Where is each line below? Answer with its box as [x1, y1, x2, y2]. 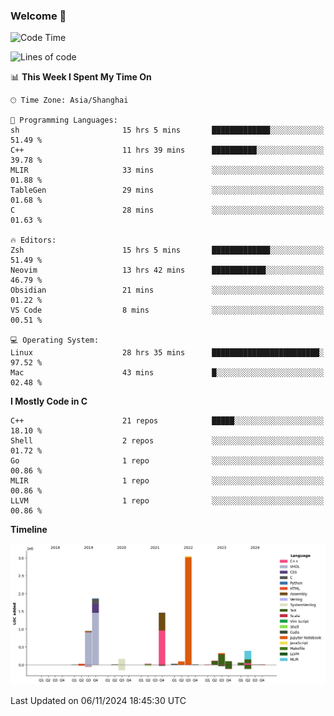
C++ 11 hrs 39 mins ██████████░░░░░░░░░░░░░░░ [10, 145, 325, 156]
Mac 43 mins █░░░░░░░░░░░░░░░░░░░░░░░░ [10, 368, 325, 378]
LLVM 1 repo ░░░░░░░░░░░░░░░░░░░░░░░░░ [10, 496, 325, 506]
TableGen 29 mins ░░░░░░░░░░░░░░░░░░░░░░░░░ [10, 185, 325, 196]
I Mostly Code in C [10, 395, 88, 408]
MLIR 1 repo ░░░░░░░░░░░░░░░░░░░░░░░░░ [10, 476, 325, 486]
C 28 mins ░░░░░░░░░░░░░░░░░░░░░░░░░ [10, 205, 325, 216]
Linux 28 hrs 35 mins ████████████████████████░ [10, 348, 325, 358]
